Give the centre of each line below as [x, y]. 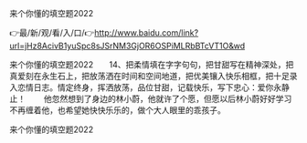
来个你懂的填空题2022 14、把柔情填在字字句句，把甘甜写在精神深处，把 [152, 65]
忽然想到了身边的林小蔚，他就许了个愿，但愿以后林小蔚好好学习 [172, 99]
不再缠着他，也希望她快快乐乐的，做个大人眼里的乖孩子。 [117, 110]
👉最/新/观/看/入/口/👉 [52, 33]
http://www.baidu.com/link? [147, 33]
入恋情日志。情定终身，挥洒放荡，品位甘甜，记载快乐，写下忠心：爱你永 [145, 87]
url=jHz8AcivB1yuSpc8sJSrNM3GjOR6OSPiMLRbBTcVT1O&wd [127, 46]
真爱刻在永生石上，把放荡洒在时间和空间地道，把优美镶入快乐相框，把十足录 [153, 76]
